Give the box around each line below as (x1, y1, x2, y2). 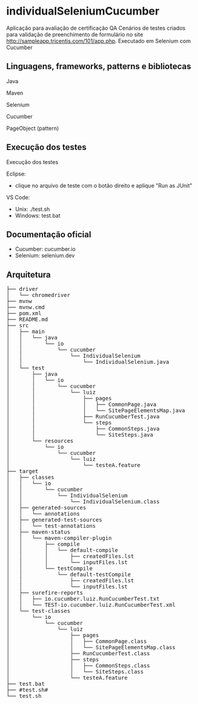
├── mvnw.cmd (6, 304, 45, 311)
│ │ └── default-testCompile (6, 571, 131, 578)
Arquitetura (6, 269, 51, 280)
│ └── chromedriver (6, 292, 71, 299)
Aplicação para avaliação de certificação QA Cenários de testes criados (6, 24, 186, 32)
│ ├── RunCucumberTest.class (6, 650, 150, 657)
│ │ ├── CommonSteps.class (6, 662, 150, 669)
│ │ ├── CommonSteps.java (6, 425, 160, 432)
